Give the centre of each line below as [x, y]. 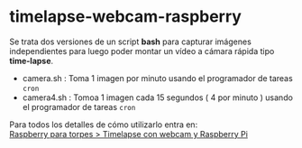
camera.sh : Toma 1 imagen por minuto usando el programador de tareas [157, 78]
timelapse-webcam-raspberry [125, 17]
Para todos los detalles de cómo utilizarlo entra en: [104, 125]
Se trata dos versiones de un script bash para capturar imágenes [131, 42]
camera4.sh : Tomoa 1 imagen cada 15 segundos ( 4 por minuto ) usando [157, 97]
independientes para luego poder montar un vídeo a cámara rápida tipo [142, 51]
